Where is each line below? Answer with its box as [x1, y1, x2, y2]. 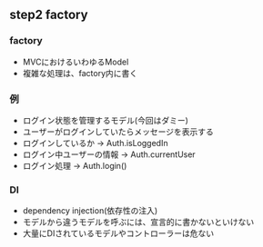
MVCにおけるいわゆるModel [22, 56, 129, 67]
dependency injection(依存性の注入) [22, 205, 158, 216]
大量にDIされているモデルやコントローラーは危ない [22, 228, 215, 239]
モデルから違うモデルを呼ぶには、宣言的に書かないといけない [22, 217, 255, 228]
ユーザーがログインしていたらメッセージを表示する [22, 126, 214, 137]
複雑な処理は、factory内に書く [22, 67, 138, 78]
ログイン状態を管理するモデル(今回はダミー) [22, 114, 189, 125]
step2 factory [9, 7, 88, 23]
